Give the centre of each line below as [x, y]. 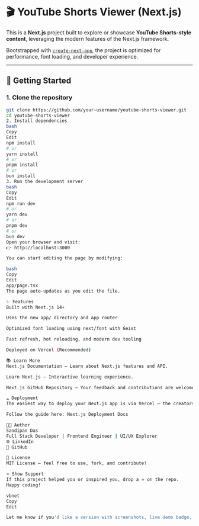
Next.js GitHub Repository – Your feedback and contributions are [90, 387]
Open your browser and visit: [44, 242]
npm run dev [21, 203]
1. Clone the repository [39, 98]
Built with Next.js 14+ [36, 307]
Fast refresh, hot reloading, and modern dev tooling [74, 339]
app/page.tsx [22, 286]
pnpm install [22, 165]
